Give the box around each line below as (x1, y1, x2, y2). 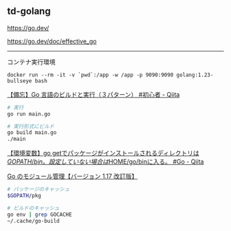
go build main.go (7, 129, 57, 136)
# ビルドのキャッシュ (7, 204, 60, 212)
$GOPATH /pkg (7, 192, 41, 199)
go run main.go (7, 110, 51, 118)
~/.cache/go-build (7, 217, 60, 224)
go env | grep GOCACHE (7, 211, 72, 218)
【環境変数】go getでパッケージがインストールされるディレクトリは (7, 149, 199, 157)
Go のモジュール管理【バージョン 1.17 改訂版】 (7, 172, 138, 181)
